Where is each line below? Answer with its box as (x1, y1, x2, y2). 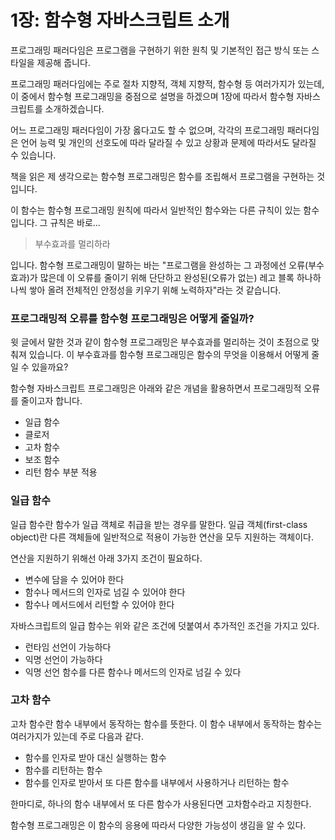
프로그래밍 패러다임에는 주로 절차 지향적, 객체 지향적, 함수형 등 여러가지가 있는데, (10, 77, 325, 90)
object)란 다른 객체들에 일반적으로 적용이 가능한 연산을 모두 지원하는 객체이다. (10, 531, 314, 543)
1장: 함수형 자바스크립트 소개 (10, 9, 230, 32)
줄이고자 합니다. (20, 395, 83, 407)
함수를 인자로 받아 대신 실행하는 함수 (24, 751, 167, 763)
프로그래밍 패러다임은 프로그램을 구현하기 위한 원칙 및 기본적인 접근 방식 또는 (10, 44, 310, 56)
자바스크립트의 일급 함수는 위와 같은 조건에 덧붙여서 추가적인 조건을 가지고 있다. (10, 619, 320, 631)
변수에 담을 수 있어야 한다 (24, 573, 125, 585)
